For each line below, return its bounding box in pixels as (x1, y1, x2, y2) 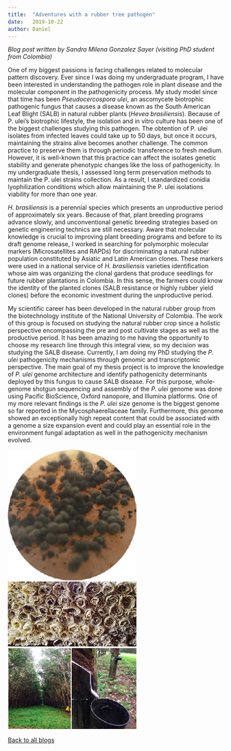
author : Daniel (8, 25, 51, 32)
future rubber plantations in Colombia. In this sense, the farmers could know (8, 276, 223, 285)
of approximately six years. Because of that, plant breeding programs (8, 210, 204, 219)
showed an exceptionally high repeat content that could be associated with (8, 414, 220, 422)
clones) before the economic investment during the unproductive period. (8, 291, 213, 299)
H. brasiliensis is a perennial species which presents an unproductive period (8, 204, 223, 212)
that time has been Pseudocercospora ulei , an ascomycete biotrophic (8, 95, 204, 103)
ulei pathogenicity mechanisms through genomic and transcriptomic (8, 356, 201, 364)
